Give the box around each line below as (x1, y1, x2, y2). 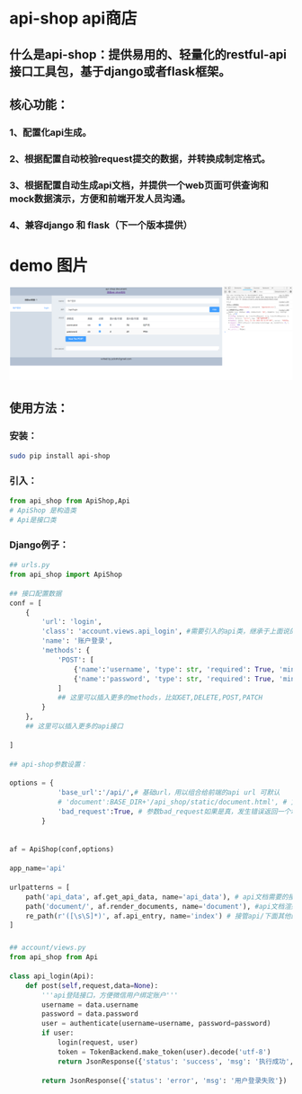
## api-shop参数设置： (9, 760, 88, 769)
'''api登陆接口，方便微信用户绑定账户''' (41, 991, 179, 1000)
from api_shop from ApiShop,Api (9, 496, 130, 506)
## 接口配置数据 (9, 589, 62, 598)
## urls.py (9, 561, 50, 570)
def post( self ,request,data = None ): (25, 981, 159, 990)
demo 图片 (9, 255, 88, 275)
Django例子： (9, 538, 69, 551)
